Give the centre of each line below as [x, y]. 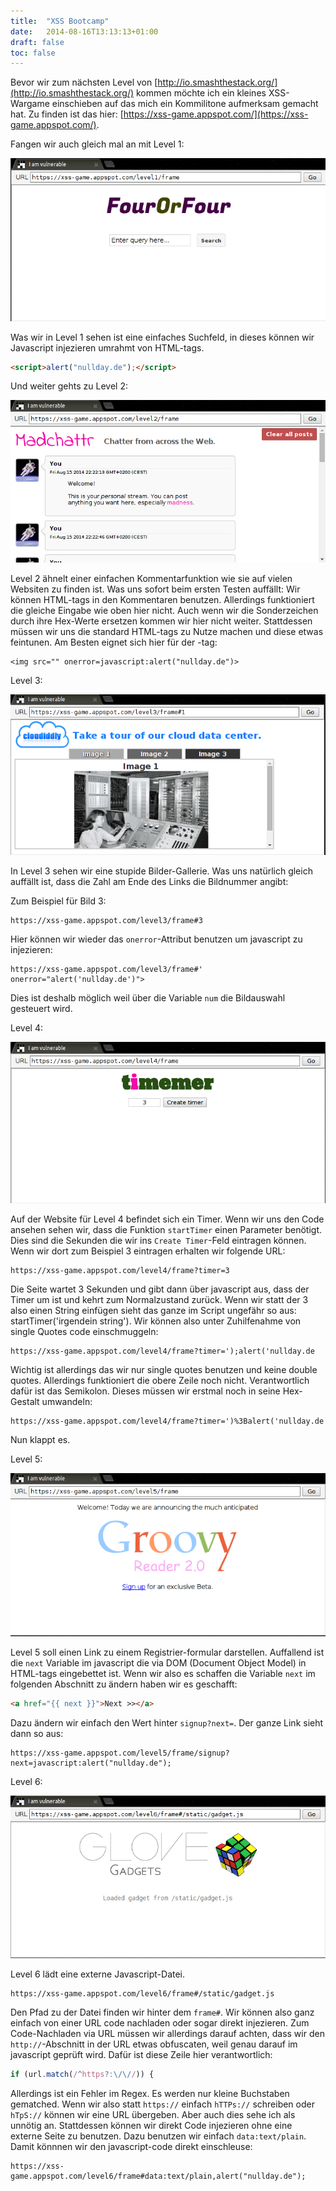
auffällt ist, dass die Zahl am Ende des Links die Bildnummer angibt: [149, 881]
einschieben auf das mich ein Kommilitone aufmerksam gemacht [185, 104]
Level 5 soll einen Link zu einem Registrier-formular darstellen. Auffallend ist [167, 1652]
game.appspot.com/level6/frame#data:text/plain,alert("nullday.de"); [158, 2176]
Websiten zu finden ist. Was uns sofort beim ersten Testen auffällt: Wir [155, 589]
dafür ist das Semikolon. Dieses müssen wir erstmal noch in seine [145, 1391]
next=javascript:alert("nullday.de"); [91, 1763]
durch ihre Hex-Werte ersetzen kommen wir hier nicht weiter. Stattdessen [161, 621]
